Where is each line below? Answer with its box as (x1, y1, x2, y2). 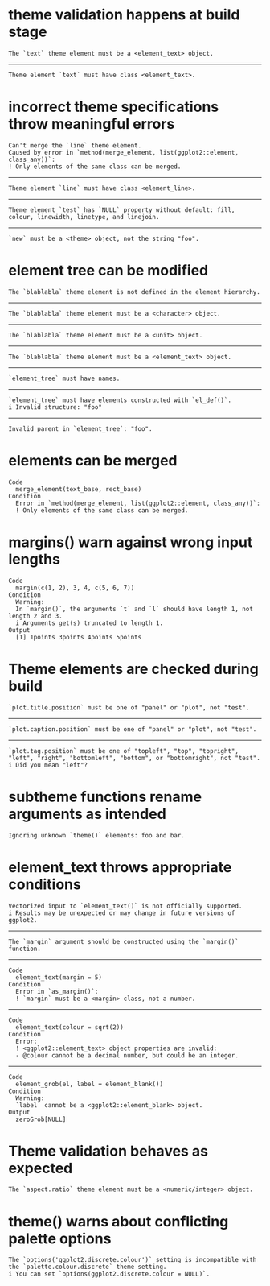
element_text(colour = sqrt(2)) (15, 1023, 125, 1032)
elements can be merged (8, 452, 178, 469)
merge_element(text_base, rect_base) (15, 485, 142, 493)
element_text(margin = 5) (15, 973, 103, 982)
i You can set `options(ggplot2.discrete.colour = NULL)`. (8, 1270, 211, 1278)
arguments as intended (8, 804, 166, 823)
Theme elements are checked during (8, 660, 259, 678)
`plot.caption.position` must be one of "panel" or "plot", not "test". (8, 725, 257, 734)
